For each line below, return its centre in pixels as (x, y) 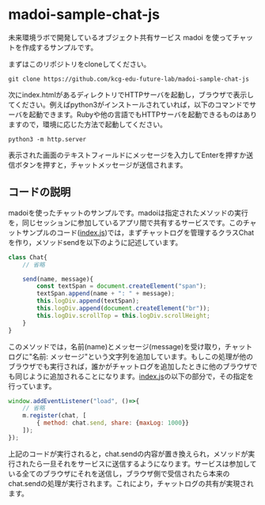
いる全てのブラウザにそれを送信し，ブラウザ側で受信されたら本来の (119, 473)
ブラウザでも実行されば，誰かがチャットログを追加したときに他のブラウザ (129, 366)
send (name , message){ (58, 279)
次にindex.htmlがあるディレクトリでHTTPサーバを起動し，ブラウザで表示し (131, 94)
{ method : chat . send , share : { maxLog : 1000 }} (113, 423)
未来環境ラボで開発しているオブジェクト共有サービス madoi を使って (121, 37)
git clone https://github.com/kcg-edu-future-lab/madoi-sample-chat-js (129, 79)
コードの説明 (40, 192)
